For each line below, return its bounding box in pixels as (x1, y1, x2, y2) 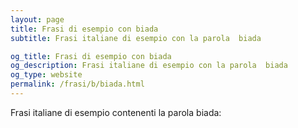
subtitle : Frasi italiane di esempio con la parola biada (10, 33, 262, 43)
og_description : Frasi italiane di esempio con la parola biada (10, 61, 288, 71)
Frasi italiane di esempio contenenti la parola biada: (10, 106, 222, 118)
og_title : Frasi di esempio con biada (10, 51, 172, 61)
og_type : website (10, 70, 83, 80)
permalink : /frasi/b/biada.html (10, 79, 145, 90)
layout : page (10, 14, 65, 25)
